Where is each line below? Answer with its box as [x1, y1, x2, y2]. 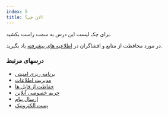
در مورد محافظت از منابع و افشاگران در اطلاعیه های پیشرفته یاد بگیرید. [6, 42, 163, 49]
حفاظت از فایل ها [14, 82, 55, 90]
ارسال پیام [14, 95, 39, 103]
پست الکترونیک [14, 101, 49, 108]
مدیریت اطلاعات [14, 76, 52, 84]
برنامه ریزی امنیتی [14, 70, 55, 77]
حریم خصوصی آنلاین [14, 89, 60, 96]
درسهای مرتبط [6, 57, 44, 65]
